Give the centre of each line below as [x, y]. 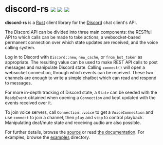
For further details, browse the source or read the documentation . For [75, 132]
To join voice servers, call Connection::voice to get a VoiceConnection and [79, 112]
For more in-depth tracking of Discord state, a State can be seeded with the [81, 92]
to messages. [19, 83]
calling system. [20, 47]
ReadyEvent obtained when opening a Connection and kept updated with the [80, 97]
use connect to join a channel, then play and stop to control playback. [74, 117]
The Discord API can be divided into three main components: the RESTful [78, 32]
